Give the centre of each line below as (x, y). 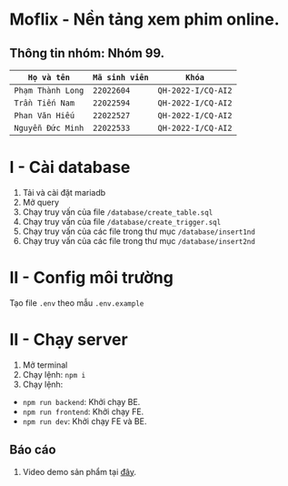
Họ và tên (49, 77)
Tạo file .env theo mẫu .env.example (77, 303)
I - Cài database (70, 167)
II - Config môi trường (92, 278)
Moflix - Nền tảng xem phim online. (144, 20)
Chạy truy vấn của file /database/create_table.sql (118, 212)
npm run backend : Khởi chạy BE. (81, 401)
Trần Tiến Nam (45, 103)
